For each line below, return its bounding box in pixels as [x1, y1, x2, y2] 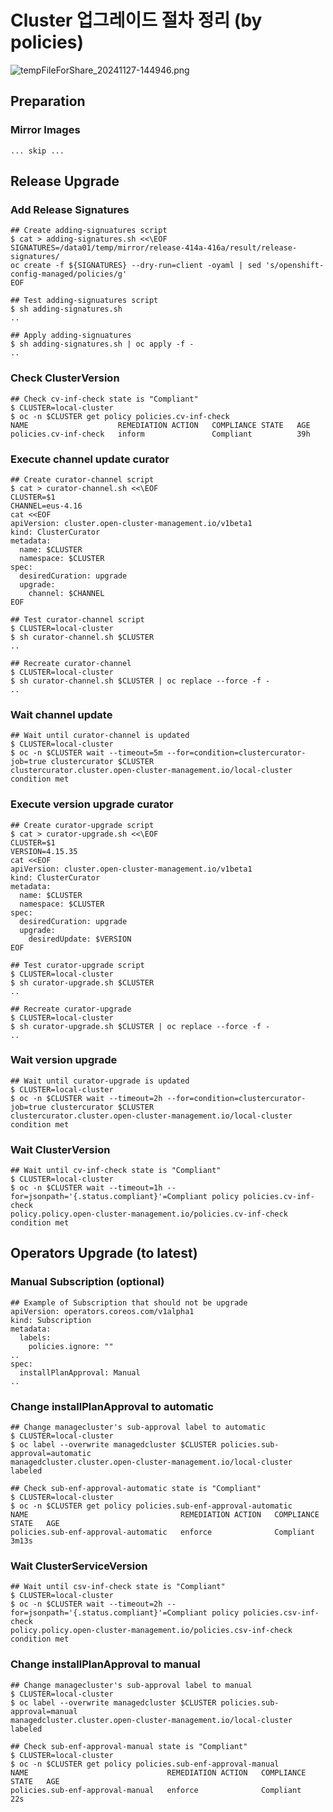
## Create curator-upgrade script [10, 820, 155, 830]
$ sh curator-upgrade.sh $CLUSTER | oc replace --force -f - [10, 1021, 271, 1031]
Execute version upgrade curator [10, 797, 174, 811]
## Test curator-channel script [10, 614, 145, 625]
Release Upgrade [10, 173, 120, 190]
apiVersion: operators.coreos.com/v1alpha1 [10, 1306, 195, 1316]
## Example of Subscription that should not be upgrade [10, 1297, 248, 1308]
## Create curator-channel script [10, 474, 155, 485]
